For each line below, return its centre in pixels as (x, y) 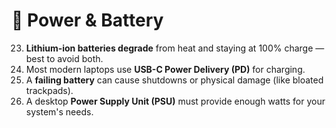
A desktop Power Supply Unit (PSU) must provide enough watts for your (175, 101)
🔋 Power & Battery (87, 20)
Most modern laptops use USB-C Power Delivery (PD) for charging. (165, 69)
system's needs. (59, 111)
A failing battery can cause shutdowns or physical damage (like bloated (174, 80)
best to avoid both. (64, 58)
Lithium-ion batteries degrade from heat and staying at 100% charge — (175, 48)
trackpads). (49, 90)
